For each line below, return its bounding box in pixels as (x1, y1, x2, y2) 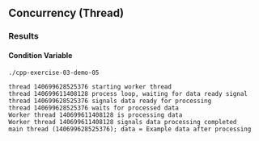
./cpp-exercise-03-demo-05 (8, 68, 100, 77)
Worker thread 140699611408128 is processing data (8, 110, 183, 119)
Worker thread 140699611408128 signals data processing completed (8, 118, 237, 126)
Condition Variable (8, 50, 73, 60)
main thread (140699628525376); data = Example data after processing (8, 125, 252, 133)
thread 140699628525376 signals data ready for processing (8, 97, 212, 105)
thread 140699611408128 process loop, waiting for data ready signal (8, 89, 248, 97)
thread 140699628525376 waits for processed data (8, 104, 180, 112)
